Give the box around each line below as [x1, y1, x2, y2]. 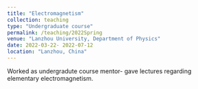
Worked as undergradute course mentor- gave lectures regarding [7, 66, 192, 75]
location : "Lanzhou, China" [7, 49, 88, 55]
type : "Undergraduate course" [7, 23, 94, 29]
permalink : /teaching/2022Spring [7, 29, 103, 36]
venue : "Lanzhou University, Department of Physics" [7, 36, 161, 42]
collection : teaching [7, 16, 69, 23]
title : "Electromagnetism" [7, 10, 84, 17]
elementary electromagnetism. [7, 74, 94, 82]
